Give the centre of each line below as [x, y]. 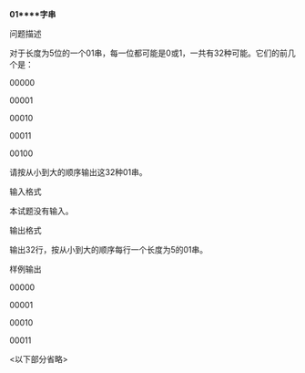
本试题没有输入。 [41, 211]
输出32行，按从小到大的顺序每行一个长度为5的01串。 [109, 249]
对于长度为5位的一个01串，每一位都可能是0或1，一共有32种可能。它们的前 [149, 53]
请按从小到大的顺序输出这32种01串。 [78, 172]
